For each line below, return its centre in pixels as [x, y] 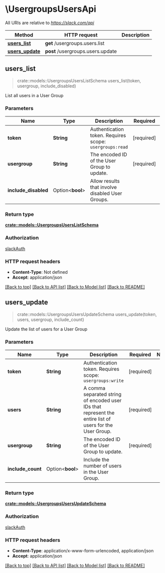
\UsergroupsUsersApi [51, 9]
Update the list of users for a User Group [46, 329]
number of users [102, 466]
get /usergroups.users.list [75, 43]
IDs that [92, 407]
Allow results [105, 181]
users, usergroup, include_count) [51, 320]
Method [24, 35]
